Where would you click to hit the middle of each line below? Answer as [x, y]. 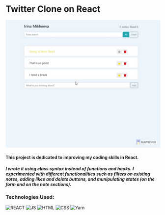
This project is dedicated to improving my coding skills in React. [72, 157]
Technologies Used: [30, 197]
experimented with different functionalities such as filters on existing [78, 174]
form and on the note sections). [39, 184]
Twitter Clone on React [53, 9]
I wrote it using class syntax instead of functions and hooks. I [70, 168]
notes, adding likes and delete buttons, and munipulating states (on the [80, 179]
